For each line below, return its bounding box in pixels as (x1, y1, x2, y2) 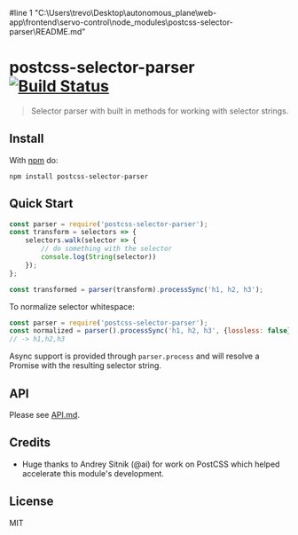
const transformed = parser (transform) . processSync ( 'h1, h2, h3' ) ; (9, 285, 264, 294)
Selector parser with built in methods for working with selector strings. (30, 106, 289, 116)
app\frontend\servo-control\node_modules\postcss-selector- (9, 17, 233, 28)
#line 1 (9, 8, 33, 18)
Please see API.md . (9, 410, 80, 420)
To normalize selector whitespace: (9, 301, 135, 311)
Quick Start (9, 196, 74, 211)
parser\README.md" (9, 27, 86, 36)
